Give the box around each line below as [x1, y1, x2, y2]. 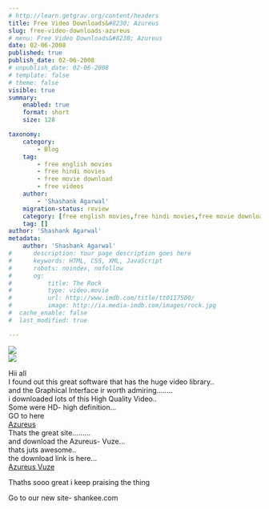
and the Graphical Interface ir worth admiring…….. [8, 385, 174, 395]
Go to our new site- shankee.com [8, 493, 118, 503]
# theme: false [8, 78, 59, 86]
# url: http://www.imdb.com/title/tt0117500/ [8, 294, 195, 303]
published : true [8, 49, 62, 57]
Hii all [8, 368, 26, 378]
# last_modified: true [8, 316, 88, 324]
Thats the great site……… [8, 427, 90, 437]
